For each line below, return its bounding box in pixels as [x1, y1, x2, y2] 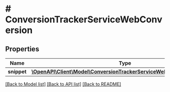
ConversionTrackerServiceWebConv [5, 14, 163, 25]
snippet [8, 68, 27, 75]
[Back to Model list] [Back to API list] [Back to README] [5, 81, 121, 87]
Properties [5, 44, 39, 53]
